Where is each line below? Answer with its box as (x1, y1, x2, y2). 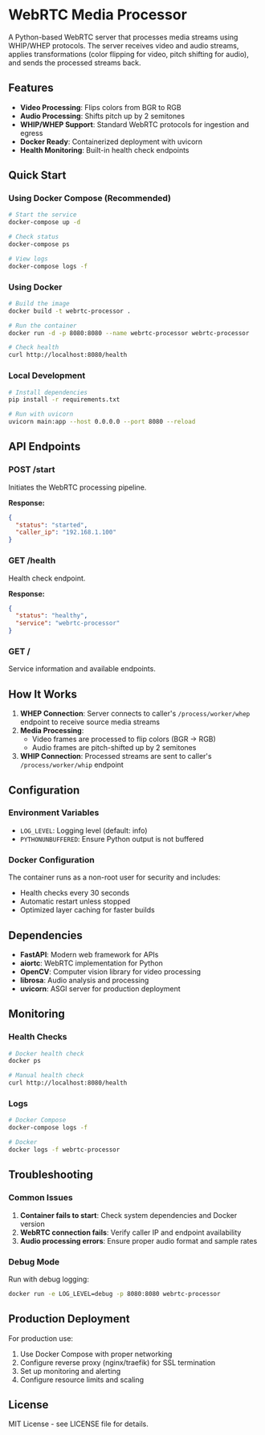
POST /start (8, 464, 55, 475)
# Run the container (8, 322, 78, 330)
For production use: (8, 1333, 74, 1343)
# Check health (8, 343, 59, 351)
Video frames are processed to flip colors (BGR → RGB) (31, 734, 217, 744)
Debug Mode (8, 1256, 60, 1267)
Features (8, 81, 54, 95)
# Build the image (8, 299, 70, 307)
